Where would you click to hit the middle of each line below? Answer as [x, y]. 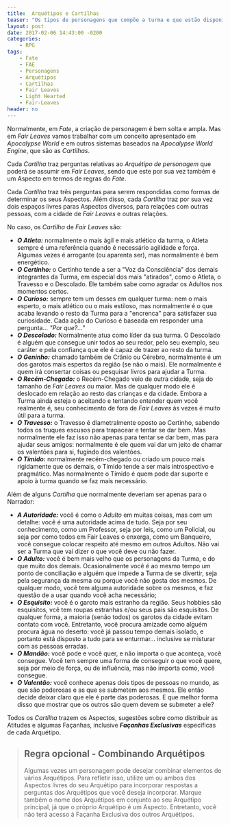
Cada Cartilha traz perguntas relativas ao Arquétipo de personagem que [109, 164]
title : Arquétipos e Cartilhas [53, 13]
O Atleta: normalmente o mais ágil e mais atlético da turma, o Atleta [113, 240]
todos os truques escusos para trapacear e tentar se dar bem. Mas [112, 430]
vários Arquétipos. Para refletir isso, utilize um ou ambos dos [110, 778]
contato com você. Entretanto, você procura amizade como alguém [112, 624]
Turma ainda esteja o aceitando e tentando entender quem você [107, 400]
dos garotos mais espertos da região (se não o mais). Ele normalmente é [119, 364]
